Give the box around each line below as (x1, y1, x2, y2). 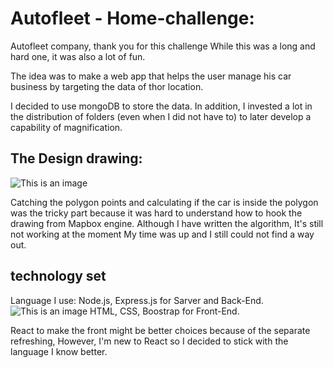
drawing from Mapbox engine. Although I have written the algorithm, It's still (10, 217, 324, 229)
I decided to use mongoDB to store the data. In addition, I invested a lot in (10, 100, 313, 112)
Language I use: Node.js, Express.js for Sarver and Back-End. (10, 294, 264, 306)
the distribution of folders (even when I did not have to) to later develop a (10, 110, 312, 122)
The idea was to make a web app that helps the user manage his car (10, 70, 292, 82)
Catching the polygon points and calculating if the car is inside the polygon (10, 196, 319, 208)
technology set (10, 268, 107, 285)
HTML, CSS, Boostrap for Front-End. (89, 305, 240, 317)
